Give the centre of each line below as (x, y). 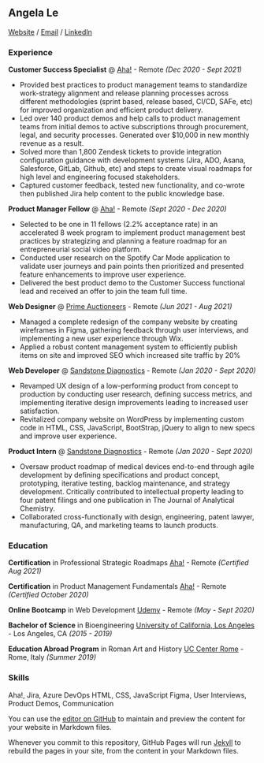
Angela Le (33, 13)
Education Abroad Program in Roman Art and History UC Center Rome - (126, 649)
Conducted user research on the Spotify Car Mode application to (125, 258)
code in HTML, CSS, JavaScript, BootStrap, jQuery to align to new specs (137, 428)
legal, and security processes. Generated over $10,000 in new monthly (134, 135)
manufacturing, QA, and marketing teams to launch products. (119, 525)
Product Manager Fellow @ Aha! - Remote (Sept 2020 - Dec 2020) (117, 209)
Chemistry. (37, 508)
